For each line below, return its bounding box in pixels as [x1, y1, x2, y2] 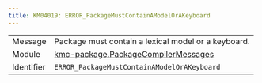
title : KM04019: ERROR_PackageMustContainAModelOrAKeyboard [8, 11, 211, 20]
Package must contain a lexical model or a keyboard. [54, 36, 251, 47]
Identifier [12, 61, 46, 72]
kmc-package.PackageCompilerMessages [54, 48, 215, 59]
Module [12, 48, 41, 59]
